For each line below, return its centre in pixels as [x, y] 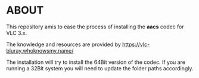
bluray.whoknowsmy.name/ [40, 50]
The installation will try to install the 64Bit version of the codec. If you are [96, 62]
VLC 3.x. [17, 32]
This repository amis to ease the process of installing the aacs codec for [95, 27]
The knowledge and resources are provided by [63, 44]
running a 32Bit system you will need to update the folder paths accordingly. [100, 68]
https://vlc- [136, 44]
